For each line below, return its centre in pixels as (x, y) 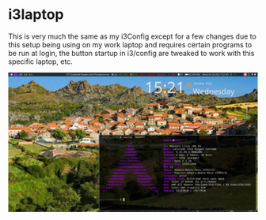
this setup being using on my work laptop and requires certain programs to (130, 44)
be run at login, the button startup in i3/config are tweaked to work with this (131, 53)
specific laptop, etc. (40, 62)
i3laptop (36, 15)
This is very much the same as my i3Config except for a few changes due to (133, 36)
